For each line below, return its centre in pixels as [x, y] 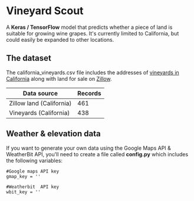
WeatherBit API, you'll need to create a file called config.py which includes [97, 154]
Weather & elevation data [54, 134]
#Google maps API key [33, 171]
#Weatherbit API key [33, 187]
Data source [40, 93]
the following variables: [34, 160]
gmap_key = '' [24, 176]
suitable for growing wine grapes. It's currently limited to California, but [93, 33]
